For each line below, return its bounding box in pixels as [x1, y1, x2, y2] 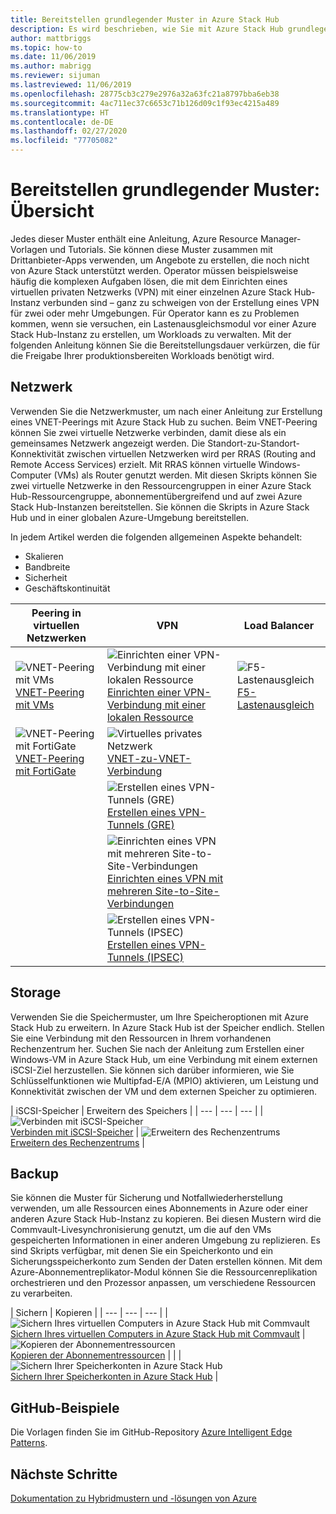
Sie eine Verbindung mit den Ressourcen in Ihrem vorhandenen [10, 1032, 272, 1044]
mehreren [106, 884, 153, 898]
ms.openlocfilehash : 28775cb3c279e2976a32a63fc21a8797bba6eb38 [10, 89, 280, 99]
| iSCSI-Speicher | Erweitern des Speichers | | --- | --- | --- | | [10, 1104, 264, 1116]
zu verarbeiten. [10, 1287, 73, 1300]
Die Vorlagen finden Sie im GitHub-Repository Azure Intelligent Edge [10, 1426, 293, 1438]
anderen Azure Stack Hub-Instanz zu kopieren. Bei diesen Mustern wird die [10, 1213, 322, 1225]
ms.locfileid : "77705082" [10, 136, 118, 146]
